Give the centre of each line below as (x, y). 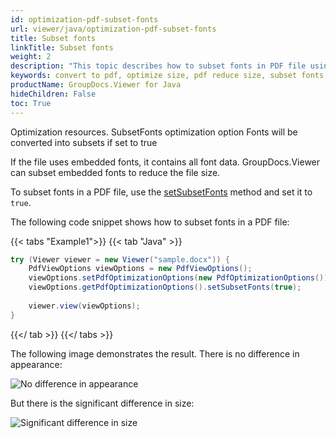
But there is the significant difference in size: (102, 403)
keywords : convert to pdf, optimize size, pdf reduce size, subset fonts (167, 76)
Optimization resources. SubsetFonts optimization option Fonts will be (154, 132)
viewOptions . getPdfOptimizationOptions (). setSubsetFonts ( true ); (165, 287)
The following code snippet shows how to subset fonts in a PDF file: (150, 222)
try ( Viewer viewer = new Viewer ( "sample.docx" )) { (120, 259)
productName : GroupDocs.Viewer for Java (96, 85)
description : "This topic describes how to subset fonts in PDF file (158, 66)
